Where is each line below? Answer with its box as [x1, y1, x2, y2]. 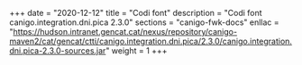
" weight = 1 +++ [105, 45, 169, 56]
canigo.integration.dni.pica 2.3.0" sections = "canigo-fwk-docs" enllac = [9, 17, 279, 28]
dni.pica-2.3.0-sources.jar [9, 45, 106, 56]
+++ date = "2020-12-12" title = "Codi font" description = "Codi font [9, 8, 263, 18]
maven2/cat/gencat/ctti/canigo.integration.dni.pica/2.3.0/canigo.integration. [9, 36, 293, 46]
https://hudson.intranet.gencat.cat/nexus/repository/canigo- [13, 27, 237, 37]
